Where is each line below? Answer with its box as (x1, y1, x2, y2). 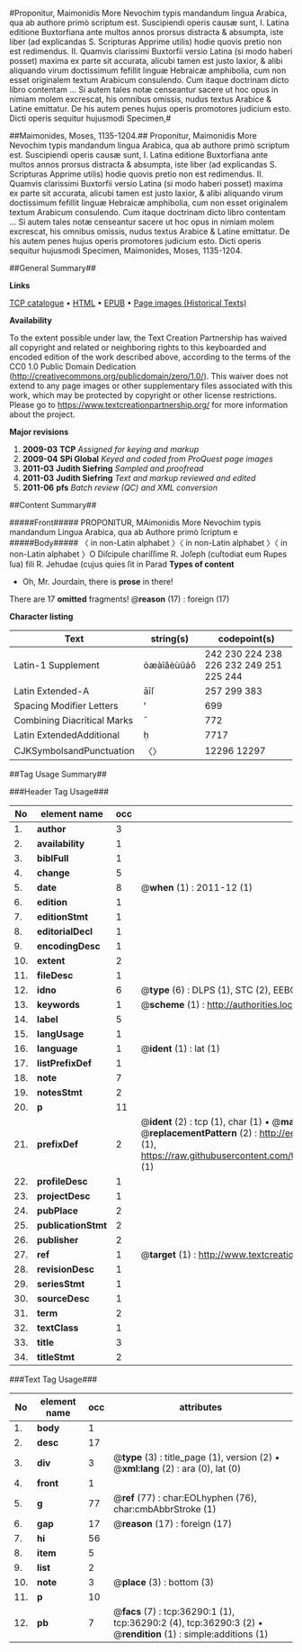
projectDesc (37, 1190, 91, 1202)
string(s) (150, 632, 189, 645)
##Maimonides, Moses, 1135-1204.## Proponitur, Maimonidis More (9, 131, 258, 141)
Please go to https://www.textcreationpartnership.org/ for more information (9, 400, 289, 410)
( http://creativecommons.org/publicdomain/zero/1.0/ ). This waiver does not (9, 371, 289, 381)
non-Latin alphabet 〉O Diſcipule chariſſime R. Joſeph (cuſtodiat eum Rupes (9, 549, 288, 559)
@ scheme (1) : (140, 999, 205, 1011)
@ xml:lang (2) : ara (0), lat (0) (113, 1463, 241, 1475)
